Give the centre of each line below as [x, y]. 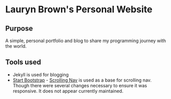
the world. [16, 46]
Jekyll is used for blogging [41, 74]
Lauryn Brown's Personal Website [79, 9]
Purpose [19, 28]
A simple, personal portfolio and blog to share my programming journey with [86, 41]
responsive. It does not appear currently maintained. [68, 91]
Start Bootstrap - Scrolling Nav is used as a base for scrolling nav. [82, 80]
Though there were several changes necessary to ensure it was [80, 85]
